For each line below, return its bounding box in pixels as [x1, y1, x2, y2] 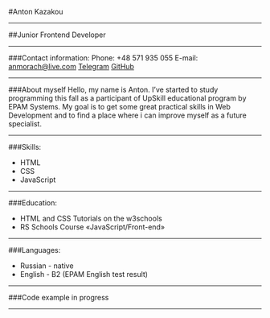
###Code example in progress [8, 293, 109, 302]
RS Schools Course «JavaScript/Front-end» [19, 222, 166, 232]
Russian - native [19, 261, 74, 271]
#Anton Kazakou [8, 7, 63, 16]
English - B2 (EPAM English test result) [19, 270, 149, 279]
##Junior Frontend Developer [8, 30, 106, 39]
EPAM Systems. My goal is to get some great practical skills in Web [8, 102, 231, 111]
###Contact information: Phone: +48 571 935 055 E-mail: [8, 53, 198, 63]
